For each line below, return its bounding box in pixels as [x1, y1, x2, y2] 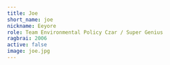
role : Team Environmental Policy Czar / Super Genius [7, 28, 164, 36]
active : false [7, 41, 48, 48]
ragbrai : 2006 [7, 35, 48, 42]
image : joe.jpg [7, 48, 51, 55]
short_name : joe [7, 16, 53, 23]
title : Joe [7, 9, 38, 17]
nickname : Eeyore [7, 22, 57, 29]
